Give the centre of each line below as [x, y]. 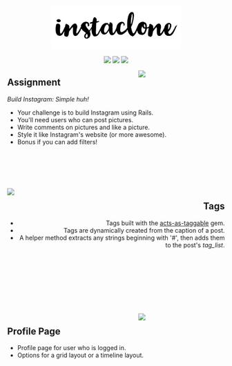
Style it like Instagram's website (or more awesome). [92, 134]
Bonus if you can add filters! [57, 142]
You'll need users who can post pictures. [75, 119]
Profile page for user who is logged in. [71, 348]
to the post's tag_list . [195, 245]
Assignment [34, 83]
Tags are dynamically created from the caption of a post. [144, 230]
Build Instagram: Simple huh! [48, 99]
